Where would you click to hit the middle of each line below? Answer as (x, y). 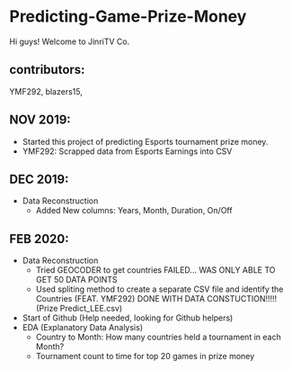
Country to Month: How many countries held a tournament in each (158, 337)
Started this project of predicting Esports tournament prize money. (145, 141)
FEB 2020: (39, 239)
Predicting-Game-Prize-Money (128, 17)
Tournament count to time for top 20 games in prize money (145, 356)
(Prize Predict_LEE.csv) (79, 309)
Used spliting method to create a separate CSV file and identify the (159, 289)
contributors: (47, 70)
